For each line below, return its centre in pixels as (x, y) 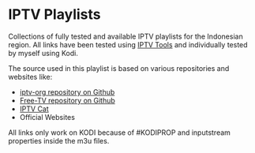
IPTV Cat (34, 109)
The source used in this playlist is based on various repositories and (119, 68)
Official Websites (47, 117)
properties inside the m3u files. (59, 140)
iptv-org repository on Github (67, 91)
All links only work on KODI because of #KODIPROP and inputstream (120, 132)
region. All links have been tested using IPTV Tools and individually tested (128, 44)
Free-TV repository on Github (67, 100)
